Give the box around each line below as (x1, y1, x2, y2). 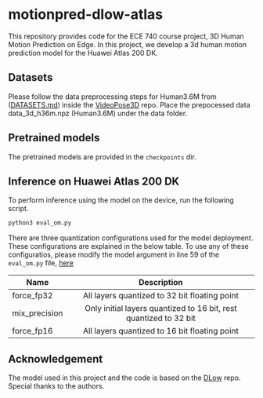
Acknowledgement (8, 352, 103, 366)
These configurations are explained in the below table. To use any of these (8, 242, 249, 251)
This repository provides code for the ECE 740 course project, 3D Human (8, 31, 244, 41)
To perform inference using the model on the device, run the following (8, 195, 234, 205)
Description (138, 277, 184, 288)
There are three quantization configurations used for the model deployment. (8, 233, 254, 243)
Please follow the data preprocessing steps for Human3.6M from (8, 92, 217, 101)
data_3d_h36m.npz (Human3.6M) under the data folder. (8, 108, 188, 118)
